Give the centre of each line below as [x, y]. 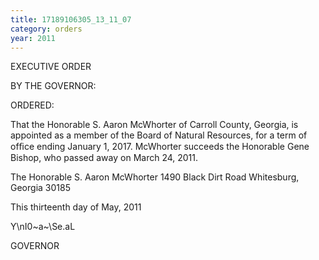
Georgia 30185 [40, 188]
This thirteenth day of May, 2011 [76, 207]
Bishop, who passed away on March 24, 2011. [104, 158]
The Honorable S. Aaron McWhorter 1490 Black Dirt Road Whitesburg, [155, 177]
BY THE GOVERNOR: [53, 86]
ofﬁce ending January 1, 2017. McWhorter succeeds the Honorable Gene [160, 147]
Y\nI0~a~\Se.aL [43, 227]
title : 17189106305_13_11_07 [71, 19]
